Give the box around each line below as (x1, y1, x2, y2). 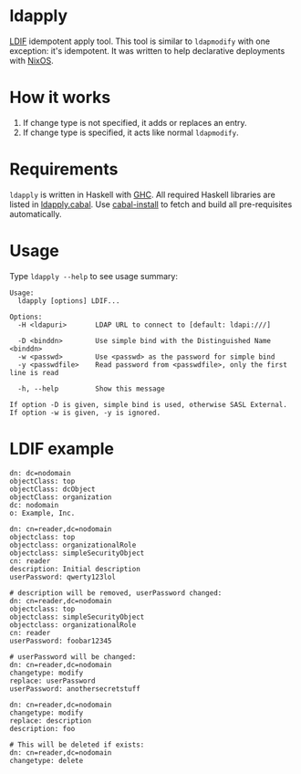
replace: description (9, 716, 92, 726)
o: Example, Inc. (9, 508, 76, 518)
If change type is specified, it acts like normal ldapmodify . (22, 127, 239, 138)
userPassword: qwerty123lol (9, 572, 117, 581)
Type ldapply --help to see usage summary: (9, 270, 178, 281)
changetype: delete (9, 756, 84, 765)
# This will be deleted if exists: (9, 740, 145, 749)
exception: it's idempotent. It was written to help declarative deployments (9, 45, 285, 56)
